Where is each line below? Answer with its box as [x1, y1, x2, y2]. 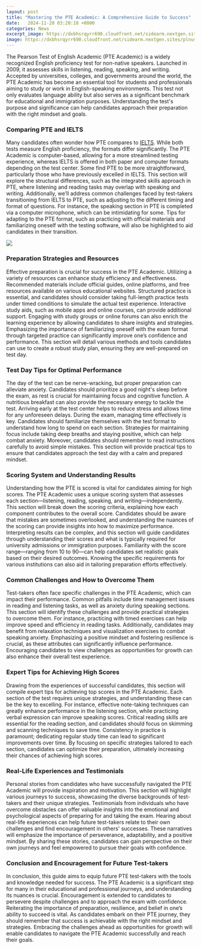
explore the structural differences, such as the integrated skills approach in [6, 177, 191, 185]
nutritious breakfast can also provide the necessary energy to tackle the [6, 398, 184, 405]
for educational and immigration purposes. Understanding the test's [6, 98, 173, 105]
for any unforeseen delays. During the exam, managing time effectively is [6, 411, 187, 418]
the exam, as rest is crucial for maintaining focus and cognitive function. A [6, 392, 189, 399]
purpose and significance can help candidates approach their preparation [6, 104, 188, 111]
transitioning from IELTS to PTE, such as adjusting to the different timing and [6, 196, 194, 204]
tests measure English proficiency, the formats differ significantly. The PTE [6, 145, 190, 153]
